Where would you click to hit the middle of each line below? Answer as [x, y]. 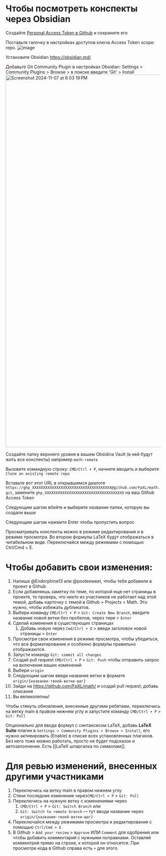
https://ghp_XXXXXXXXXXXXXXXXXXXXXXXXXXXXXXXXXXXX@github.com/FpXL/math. [83, 488]
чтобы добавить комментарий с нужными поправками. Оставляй [82, 837]
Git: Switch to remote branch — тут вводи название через [82, 811]
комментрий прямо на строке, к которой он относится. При [76, 843]
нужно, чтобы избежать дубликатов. [51, 607]
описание [23, 691]
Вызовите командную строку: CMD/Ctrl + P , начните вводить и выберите [83, 469]
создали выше [21, 512]
